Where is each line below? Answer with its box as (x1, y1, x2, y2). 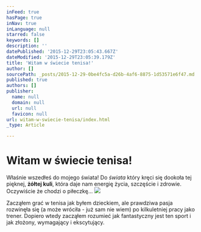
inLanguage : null (6, 26, 51, 32)
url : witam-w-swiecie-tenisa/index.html (6, 116, 111, 122)
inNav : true (6, 20, 37, 26)
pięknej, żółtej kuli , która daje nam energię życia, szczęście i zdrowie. (6, 180, 182, 188)
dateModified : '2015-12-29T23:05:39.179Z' (6, 54, 116, 60)
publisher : (6, 88, 34, 94)
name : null (12, 94, 40, 100)
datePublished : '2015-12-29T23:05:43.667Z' (6, 49, 119, 55)
